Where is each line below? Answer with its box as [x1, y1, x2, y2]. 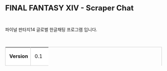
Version [9, 53, 28, 60]
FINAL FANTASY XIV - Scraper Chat [5, 3, 134, 13]
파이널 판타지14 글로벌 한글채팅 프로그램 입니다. [5, 27, 98, 33]
